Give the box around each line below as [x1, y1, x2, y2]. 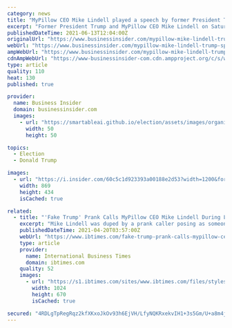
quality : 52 [19, 265, 54, 273]
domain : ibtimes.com [25, 259, 85, 266]
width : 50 [25, 125, 54, 132]
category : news [7, 10, 51, 17]
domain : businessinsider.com [13, 106, 97, 113]
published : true [7, 81, 54, 88]
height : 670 [32, 291, 67, 298]
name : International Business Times [25, 253, 131, 260]
